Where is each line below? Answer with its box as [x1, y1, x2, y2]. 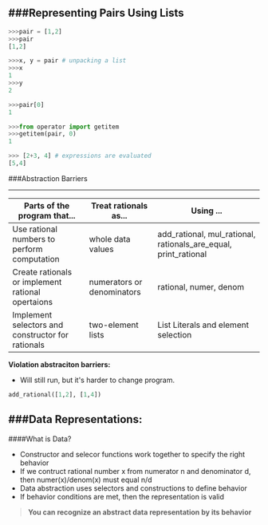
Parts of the [23, 199, 70, 211]
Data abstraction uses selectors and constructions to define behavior [19, 483, 247, 493]
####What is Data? [8, 434, 72, 444]
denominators [89, 286, 141, 298]
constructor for [12, 329, 69, 340]
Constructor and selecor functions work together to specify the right [19, 449, 246, 459]
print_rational [157, 248, 207, 259]
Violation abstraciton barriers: [8, 359, 111, 369]
